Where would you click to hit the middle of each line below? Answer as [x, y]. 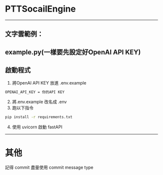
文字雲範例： [24, 34]
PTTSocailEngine [41, 9]
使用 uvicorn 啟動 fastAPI [37, 127]
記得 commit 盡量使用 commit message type [49, 167]
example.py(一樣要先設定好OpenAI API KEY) [73, 52]
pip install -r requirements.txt [39, 117]
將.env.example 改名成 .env [39, 102]
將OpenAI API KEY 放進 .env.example [49, 83]
